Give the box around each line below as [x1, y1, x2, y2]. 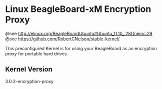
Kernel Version [5, 65, 52, 74]
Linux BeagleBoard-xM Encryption [5, 3, 151, 15]
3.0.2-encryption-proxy [5, 78, 54, 84]
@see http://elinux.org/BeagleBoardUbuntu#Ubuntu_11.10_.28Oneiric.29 [5, 30, 152, 36]
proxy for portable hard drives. [5, 51, 68, 57]
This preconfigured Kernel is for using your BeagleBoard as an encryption [5, 45, 157, 51]
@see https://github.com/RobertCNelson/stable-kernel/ [5, 36, 120, 42]
